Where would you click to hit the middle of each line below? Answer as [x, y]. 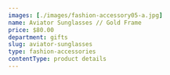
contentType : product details [58, 59]
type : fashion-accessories [52, 52]
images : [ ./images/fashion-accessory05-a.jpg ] [85, 15]
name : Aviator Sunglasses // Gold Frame [75, 23]
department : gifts [38, 37]
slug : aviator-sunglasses [50, 45]
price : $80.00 [31, 30]
